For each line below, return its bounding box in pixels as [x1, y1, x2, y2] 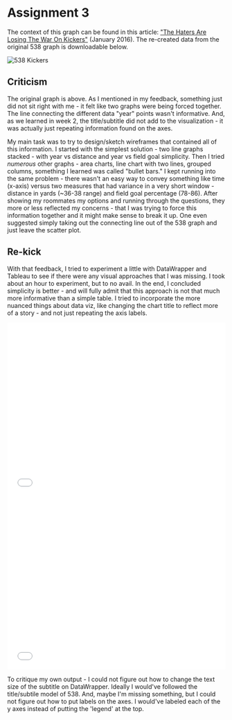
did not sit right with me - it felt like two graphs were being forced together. [7, 102, 222, 110]
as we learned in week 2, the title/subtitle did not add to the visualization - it [7, 117, 224, 125]
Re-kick [7, 246, 42, 258]
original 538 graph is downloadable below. [7, 42, 128, 51]
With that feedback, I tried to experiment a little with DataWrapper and [7, 264, 207, 273]
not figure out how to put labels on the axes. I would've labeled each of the [7, 697, 221, 705]
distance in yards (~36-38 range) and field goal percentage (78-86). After [7, 189, 218, 197]
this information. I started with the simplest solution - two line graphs [7, 144, 204, 153]
